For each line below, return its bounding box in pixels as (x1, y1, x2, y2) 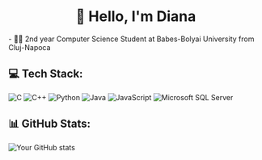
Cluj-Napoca (8, 42, 51, 52)
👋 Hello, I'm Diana (75, 7, 196, 26)
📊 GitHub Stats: (8, 117, 91, 131)
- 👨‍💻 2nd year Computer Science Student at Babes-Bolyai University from (8, 34, 255, 44)
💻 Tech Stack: (8, 67, 83, 81)
